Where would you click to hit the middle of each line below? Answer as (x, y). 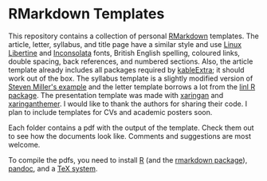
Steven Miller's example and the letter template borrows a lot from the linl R (132, 87)
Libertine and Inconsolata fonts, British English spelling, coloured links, (124, 53)
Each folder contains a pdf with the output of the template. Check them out (131, 128)
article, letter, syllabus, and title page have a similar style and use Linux (125, 44)
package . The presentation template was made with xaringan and (116, 95)
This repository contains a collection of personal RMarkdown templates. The (133, 36)
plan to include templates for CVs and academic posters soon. (110, 112)
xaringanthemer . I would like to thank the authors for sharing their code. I (128, 104)
